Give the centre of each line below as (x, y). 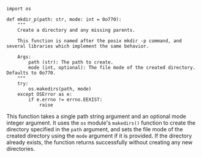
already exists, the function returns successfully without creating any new (99, 142)
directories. (21, 149)
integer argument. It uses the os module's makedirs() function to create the (101, 123)
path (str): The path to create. (71, 62)
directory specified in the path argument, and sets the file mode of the (95, 129)
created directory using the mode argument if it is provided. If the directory (99, 136)
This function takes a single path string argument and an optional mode (96, 116)
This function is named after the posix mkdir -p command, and (100, 41)
